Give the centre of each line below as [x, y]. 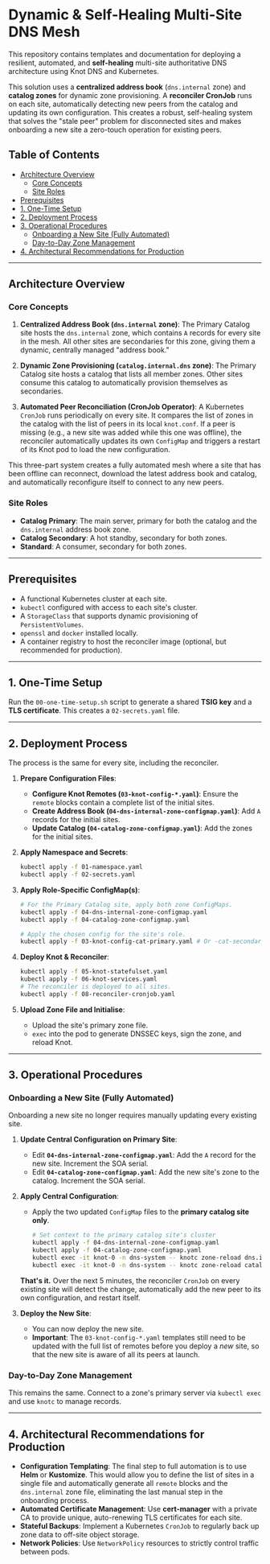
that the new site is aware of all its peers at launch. [116, 1354]
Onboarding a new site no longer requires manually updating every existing [133, 1115]
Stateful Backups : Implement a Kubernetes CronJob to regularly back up [139, 1525]
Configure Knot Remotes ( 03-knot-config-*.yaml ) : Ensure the [135, 794]
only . [41, 1220]
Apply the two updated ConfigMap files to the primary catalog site [141, 1212]
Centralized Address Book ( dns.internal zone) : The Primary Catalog [135, 324]
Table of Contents [54, 155]
